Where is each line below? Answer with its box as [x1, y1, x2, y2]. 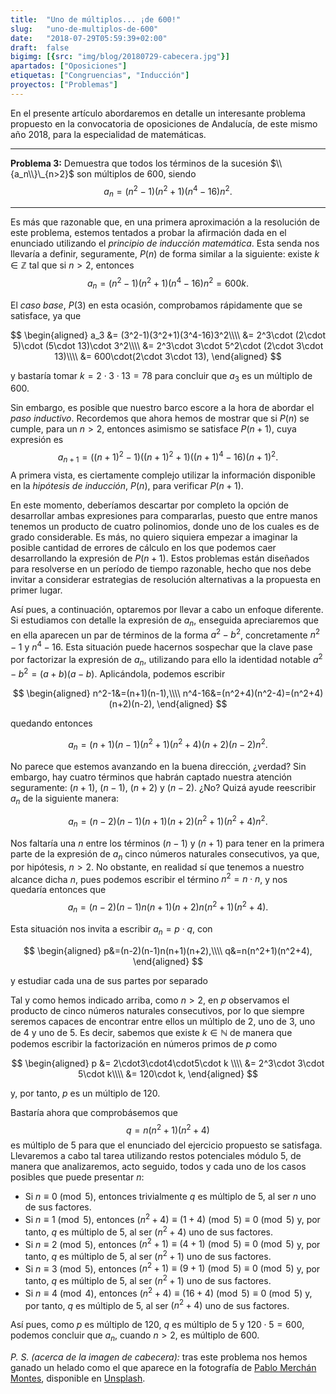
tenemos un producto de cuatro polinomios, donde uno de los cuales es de [10, 520, 320, 532]
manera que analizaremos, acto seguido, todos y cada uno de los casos [10, 1161, 307, 1173]
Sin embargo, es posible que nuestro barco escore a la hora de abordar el [10, 402, 315, 414]
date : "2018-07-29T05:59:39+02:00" [10, 33, 168, 43]
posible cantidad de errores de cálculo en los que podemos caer [10, 541, 277, 553]
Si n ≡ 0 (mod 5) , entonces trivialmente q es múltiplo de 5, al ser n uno [24, 1191, 317, 1203]
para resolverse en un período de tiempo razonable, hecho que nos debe [10, 562, 312, 575]
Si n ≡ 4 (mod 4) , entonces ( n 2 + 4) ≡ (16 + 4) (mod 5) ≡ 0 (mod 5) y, [24, 1286, 313, 1299]
